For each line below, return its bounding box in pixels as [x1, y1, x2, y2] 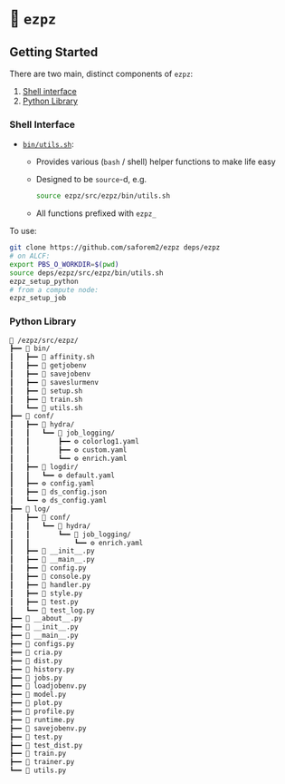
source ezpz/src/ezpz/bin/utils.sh [35, 191, 170, 201]
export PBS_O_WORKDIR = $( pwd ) [9, 260, 119, 269]
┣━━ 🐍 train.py [9, 749, 67, 759]
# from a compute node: [9, 285, 100, 294]
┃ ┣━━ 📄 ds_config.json [9, 487, 107, 497]
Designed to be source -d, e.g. [35, 174, 147, 185]
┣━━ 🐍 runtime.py [9, 715, 75, 724]
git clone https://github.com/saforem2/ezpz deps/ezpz [9, 243, 221, 252]
